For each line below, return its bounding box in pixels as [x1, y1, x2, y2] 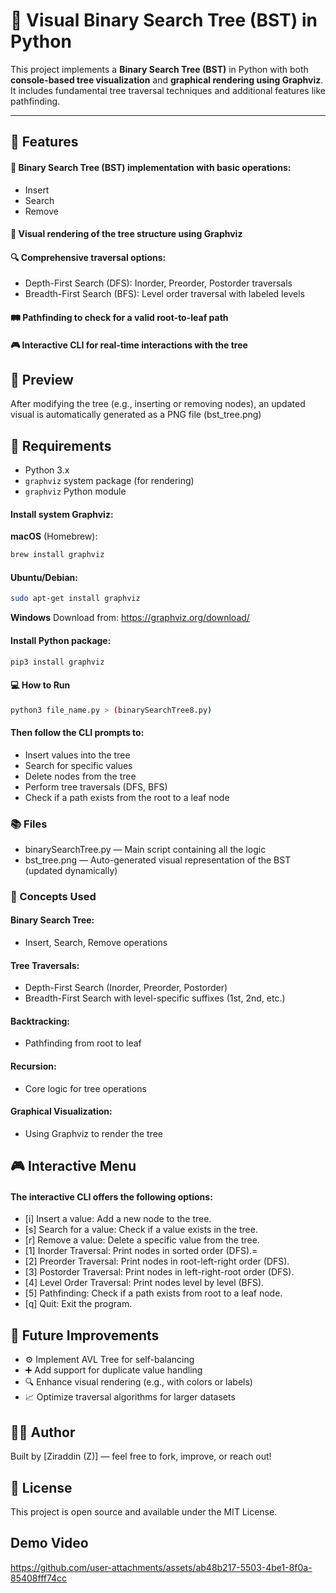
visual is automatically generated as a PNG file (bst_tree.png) [10, 409, 262, 421]
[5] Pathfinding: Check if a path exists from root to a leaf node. [24, 1287, 283, 1299]
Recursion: [10, 1060, 57, 1073]
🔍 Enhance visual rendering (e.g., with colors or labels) [24, 1376, 253, 1388]
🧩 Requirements [10, 437, 112, 454]
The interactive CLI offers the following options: [10, 1190, 213, 1203]
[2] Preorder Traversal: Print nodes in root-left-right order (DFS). [24, 1255, 290, 1268]
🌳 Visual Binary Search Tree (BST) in [10, 9, 318, 32]
